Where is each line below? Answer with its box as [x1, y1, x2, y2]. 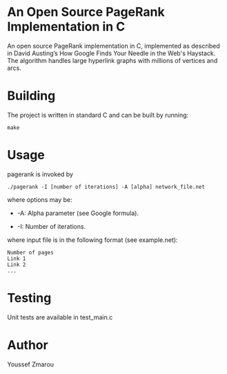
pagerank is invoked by [7, 170, 74, 178]
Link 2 [7, 261, 26, 268]
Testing [7, 290, 52, 306]
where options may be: [7, 195, 72, 204]
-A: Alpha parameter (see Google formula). [17, 209, 139, 217]
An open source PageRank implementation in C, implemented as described [7, 41, 221, 50]
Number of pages [7, 249, 54, 256]
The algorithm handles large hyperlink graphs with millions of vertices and [7, 56, 218, 64]
